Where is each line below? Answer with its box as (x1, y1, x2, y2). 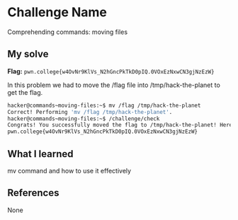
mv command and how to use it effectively (7, 166, 132, 175)
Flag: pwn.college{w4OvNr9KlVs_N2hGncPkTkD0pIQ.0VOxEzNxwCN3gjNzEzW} (7, 66, 215, 75)
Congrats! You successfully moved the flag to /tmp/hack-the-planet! (7, 122, 217, 129)
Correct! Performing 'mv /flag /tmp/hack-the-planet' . (7, 108, 173, 115)
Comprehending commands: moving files (7, 28, 128, 36)
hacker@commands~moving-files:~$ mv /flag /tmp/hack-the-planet (7, 102, 201, 109)
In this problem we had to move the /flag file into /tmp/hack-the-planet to (7, 81, 221, 89)
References (7, 187, 59, 199)
